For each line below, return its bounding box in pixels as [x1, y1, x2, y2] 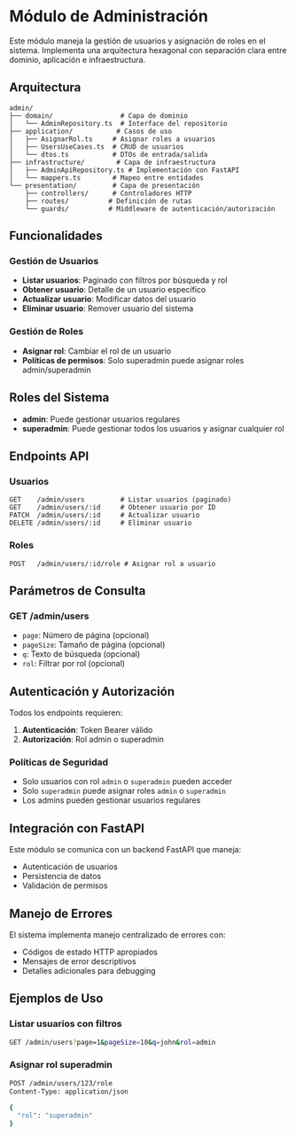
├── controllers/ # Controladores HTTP [25, 189, 192, 198]
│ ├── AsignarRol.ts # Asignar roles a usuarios [9, 135, 216, 144]
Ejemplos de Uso [9, 991, 104, 1007]
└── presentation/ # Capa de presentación [9, 181, 200, 190]
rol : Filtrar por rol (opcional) [21, 658, 126, 669]
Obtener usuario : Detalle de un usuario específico [21, 284, 206, 295]
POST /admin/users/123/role [9, 1078, 113, 1087]
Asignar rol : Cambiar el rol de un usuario [21, 346, 171, 356]
